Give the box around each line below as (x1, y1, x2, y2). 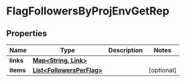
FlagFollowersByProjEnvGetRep (6, 4, 170, 18)
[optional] (148, 66, 177, 74)
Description (108, 46, 144, 54)
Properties (6, 28, 47, 39)
